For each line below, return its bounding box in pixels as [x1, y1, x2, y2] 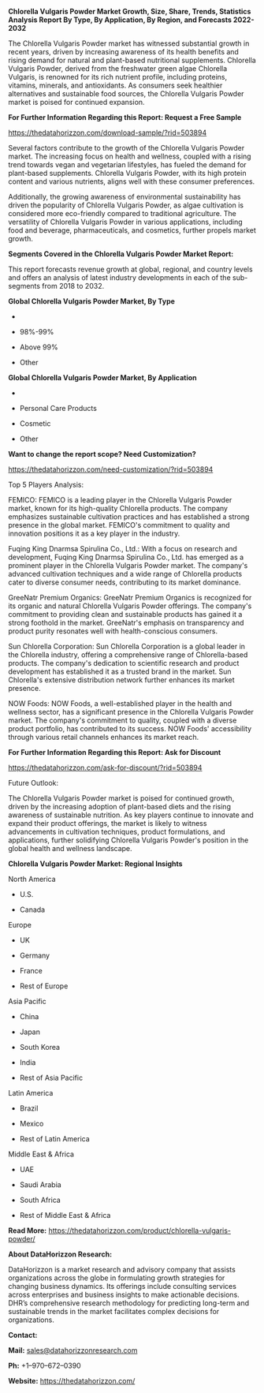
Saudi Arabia [19, 1180, 61, 1189]
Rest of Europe [19, 981, 69, 991]
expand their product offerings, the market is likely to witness [8, 819, 207, 827]
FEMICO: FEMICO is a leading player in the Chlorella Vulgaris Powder [8, 495, 232, 504]
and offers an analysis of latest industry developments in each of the [8, 273, 231, 282]
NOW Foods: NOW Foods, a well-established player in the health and [8, 699, 232, 708]
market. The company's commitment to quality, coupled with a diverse [8, 715, 237, 725]
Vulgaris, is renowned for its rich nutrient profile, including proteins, [8, 73, 227, 81]
